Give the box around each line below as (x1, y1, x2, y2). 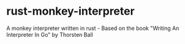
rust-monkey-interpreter (6, 4, 135, 18)
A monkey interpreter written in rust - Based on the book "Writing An (6, 24, 179, 32)
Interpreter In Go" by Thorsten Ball (6, 31, 93, 38)
